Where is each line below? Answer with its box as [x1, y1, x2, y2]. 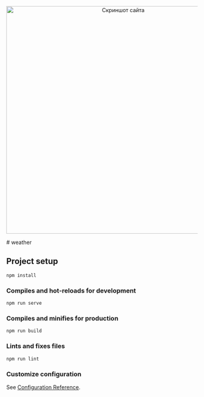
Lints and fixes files [6, 342, 66, 350]
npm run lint [6, 356, 39, 362]
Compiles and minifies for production [6, 314, 118, 323]
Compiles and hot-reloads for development [6, 286, 137, 294]
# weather [6, 239, 32, 246]
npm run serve [6, 300, 42, 307]
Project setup [6, 256, 59, 266]
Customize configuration [6, 370, 82, 378]
